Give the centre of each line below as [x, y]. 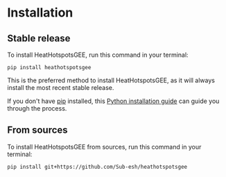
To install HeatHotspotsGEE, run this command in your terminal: [98, 55]
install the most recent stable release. [61, 87]
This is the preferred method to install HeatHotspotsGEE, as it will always [111, 80]
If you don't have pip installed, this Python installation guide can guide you [113, 101]
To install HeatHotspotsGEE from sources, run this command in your [104, 147]
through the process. [37, 108]
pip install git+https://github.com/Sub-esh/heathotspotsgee [97, 167]
